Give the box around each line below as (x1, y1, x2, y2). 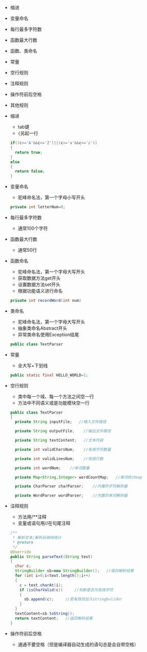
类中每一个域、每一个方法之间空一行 (17, 393, 94, 399)
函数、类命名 (10, 48, 37, 54)
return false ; (15, 169, 45, 174)
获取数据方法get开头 (17, 275, 61, 281)
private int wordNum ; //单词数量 (15, 465, 90, 471)
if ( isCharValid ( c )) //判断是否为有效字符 (19, 587, 113, 592)
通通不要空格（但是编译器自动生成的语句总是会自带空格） (17, 641, 139, 647)
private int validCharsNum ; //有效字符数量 (15, 447, 111, 452)
